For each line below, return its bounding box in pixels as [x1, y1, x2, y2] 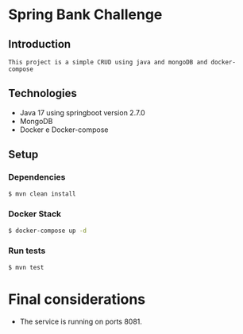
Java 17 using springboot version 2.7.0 [19, 107, 145, 117]
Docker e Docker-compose [19, 125, 109, 134]
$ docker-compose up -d [8, 227, 87, 235]
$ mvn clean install [8, 189, 77, 198]
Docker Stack [8, 208, 62, 219]
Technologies [8, 87, 78, 100]
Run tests [8, 245, 46, 256]
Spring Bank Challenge [8, 6, 163, 24]
